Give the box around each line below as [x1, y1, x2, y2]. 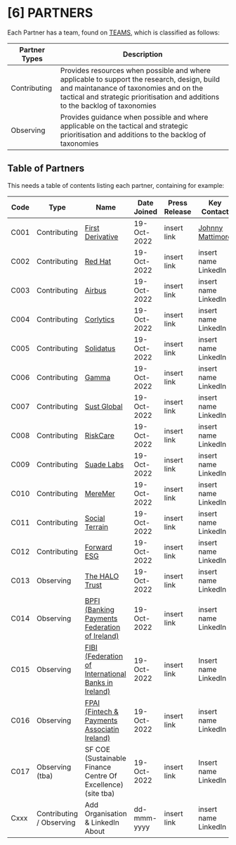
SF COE [84, 744, 111, 754]
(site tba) [84, 788, 115, 798]
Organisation [84, 808, 128, 818]
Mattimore [197, 231, 232, 241]
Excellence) [84, 780, 124, 789]
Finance [84, 762, 112, 772]
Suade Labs [84, 459, 124, 469]
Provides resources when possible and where [60, 65, 211, 75]
